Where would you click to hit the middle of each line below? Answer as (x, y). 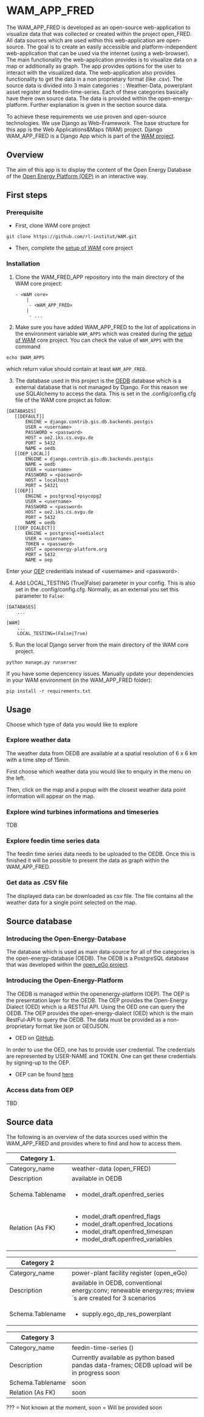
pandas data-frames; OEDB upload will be (132, 1365)
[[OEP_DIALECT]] (35, 528)
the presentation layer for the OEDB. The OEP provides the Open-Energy (97, 1000)
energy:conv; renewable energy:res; (123, 1290)
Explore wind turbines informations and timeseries (83, 812)
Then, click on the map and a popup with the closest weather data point (96, 789)
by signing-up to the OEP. (39, 1062)
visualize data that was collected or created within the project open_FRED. (99, 33)
